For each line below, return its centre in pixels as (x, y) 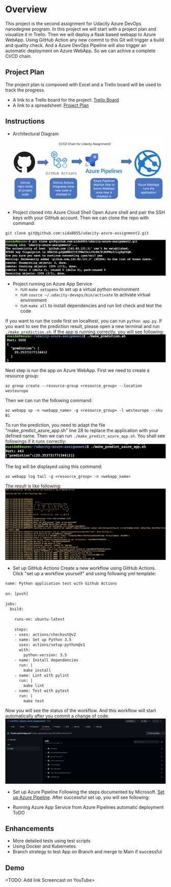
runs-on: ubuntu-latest (40, 619)
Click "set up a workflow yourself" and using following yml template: (84, 574)
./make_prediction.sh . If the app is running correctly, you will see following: (85, 332)
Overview (26, 9)
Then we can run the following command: (49, 401)
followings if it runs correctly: (36, 441)
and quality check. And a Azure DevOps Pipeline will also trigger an (76, 45)
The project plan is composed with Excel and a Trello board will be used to (83, 84)
